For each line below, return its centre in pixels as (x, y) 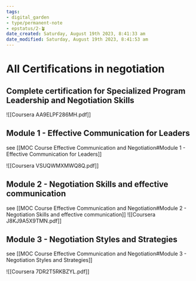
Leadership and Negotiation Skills (70, 100)
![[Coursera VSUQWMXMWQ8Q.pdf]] (53, 165)
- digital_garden (28, 17)
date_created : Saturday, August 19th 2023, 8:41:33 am (76, 34)
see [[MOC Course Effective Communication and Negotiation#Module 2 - (97, 208)
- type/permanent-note (34, 23)
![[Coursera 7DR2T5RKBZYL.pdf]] (48, 271)
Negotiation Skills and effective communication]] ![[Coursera (81, 214)
